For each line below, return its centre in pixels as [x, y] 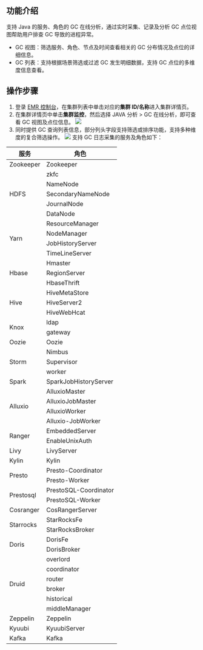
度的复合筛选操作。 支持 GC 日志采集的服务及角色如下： [89, 137]
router [55, 579]
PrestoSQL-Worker [74, 500]
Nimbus [57, 352]
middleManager [69, 608]
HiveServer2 [64, 303]
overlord [58, 559]
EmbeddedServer [71, 431]
